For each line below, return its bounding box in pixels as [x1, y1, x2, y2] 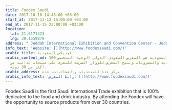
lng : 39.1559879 [10, 36, 45, 41]
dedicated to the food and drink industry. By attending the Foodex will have [5, 93, 164, 100]
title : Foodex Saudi [5, 7, 50, 13]
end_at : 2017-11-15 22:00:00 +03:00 [5, 21, 83, 27]
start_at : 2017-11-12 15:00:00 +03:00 [5, 17, 88, 22]
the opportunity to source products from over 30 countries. [5, 99, 131, 105]
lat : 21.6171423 [10, 31, 45, 36]
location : [5, 27, 27, 32]
